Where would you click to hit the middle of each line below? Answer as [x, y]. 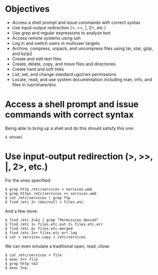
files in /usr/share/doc [34, 84]
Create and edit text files [37, 59]
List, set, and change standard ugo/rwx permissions [64, 74]
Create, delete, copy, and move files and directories [64, 64]
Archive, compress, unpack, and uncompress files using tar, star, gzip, [82, 48]
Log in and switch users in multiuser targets [56, 43]
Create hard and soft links [38, 69]
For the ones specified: [28, 180]
